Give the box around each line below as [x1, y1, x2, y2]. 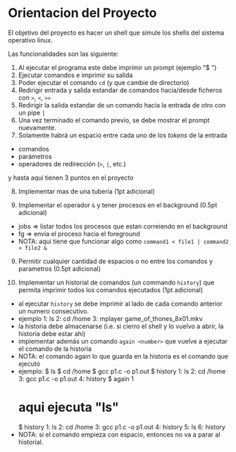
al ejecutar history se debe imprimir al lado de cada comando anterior [18, 299, 223, 308]
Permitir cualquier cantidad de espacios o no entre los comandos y [18, 257, 213, 265]
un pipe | [18, 108, 46, 117]
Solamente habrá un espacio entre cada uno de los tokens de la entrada [18, 131, 228, 139]
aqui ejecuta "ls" [18, 400, 119, 415]
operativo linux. [8, 35, 54, 44]
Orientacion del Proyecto [8, 5, 157, 21]
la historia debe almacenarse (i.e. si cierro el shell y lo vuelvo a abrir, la [18, 322, 224, 330]
